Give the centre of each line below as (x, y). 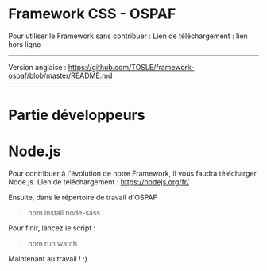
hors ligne (25, 44)
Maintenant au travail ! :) (48, 259)
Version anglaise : (37, 67)
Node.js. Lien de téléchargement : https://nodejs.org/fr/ (99, 182)
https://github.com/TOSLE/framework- (131, 67)
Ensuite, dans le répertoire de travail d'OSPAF (83, 197)
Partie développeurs (77, 115)
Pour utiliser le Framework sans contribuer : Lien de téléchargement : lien (128, 36)
